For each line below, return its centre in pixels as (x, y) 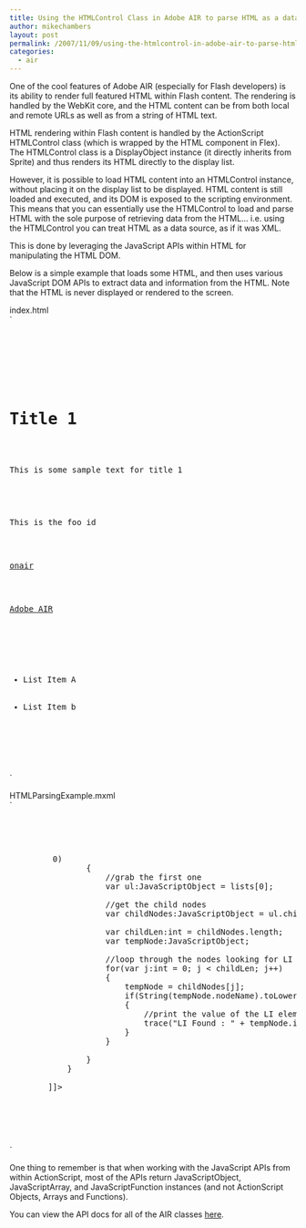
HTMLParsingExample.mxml (62, 795)
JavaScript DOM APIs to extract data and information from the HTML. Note (149, 283)
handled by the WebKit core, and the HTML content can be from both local (149, 105)
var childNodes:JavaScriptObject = (184, 913)
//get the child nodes (156, 904)
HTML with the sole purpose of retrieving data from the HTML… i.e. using (147, 218)
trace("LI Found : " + (195, 1023)
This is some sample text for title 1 (96, 470)
